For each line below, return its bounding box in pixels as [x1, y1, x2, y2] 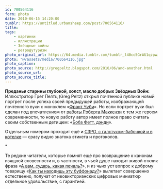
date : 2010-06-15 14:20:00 [5, 16, 60, 21]
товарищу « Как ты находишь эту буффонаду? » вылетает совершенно [5, 168, 149, 174]
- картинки [14, 34, 36, 39]
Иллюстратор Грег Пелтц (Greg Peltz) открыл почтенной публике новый [5, 93, 155, 99]
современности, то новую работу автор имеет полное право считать [5, 114, 149, 120]
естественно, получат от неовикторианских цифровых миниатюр [5, 173, 141, 179]
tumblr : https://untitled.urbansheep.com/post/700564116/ [5, 20, 125, 26]
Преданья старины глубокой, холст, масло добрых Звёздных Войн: [5, 88, 150, 94]
